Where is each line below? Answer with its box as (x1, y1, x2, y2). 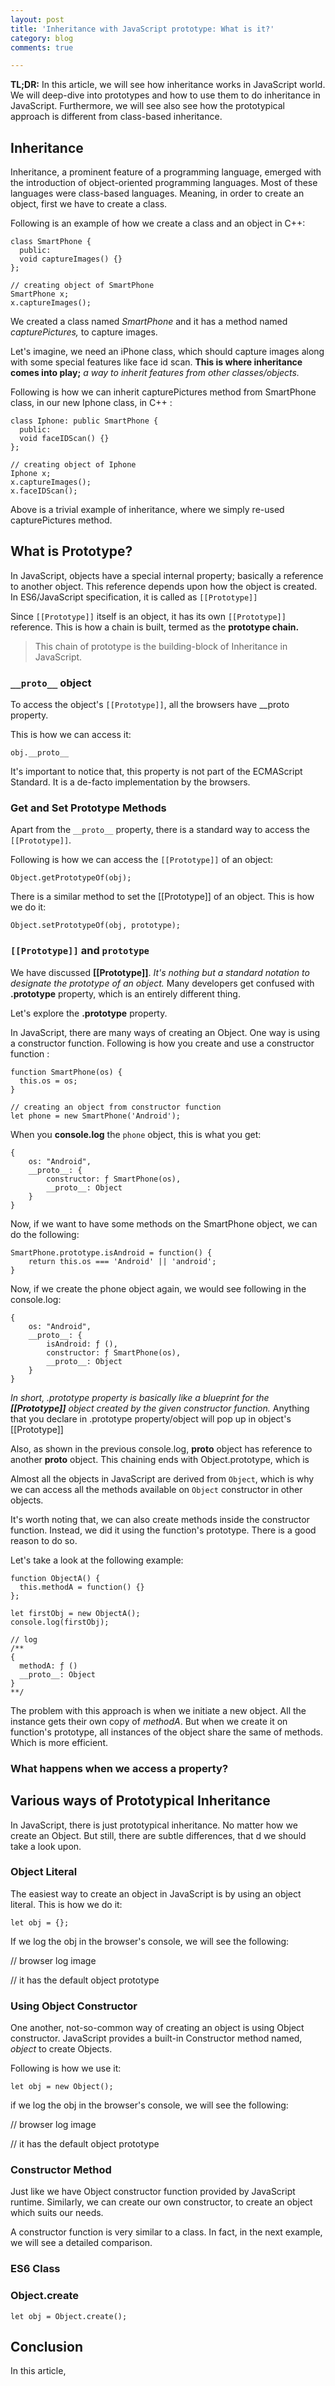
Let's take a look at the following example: (10, 1554, 184, 1566)
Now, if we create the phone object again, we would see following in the (10, 1282, 307, 1295)
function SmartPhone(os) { (10, 1067, 123, 1077)
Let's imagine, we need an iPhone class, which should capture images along (10, 346, 325, 358)
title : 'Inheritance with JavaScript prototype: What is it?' (10, 24, 275, 34)
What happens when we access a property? (10, 1761, 229, 1775)
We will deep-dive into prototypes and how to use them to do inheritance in (10, 89, 321, 101)
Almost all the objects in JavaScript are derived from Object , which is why (10, 1472, 315, 1485)
